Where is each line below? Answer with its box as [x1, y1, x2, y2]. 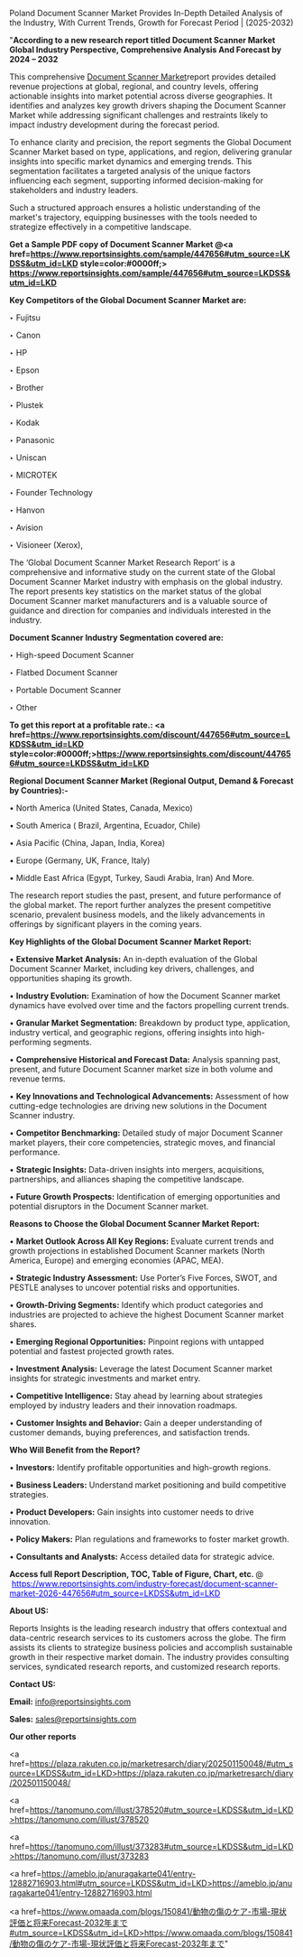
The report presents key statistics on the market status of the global [9, 586, 262, 597]
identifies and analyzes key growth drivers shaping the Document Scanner [9, 100, 287, 111]
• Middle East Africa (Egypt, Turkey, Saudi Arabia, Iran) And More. [9, 873, 255, 883]
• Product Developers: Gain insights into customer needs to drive [9, 1507, 254, 1517]
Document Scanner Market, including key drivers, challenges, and [9, 963, 255, 974]
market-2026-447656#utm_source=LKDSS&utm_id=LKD [9, 1588, 221, 1599]
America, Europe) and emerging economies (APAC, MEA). [9, 1255, 224, 1266]
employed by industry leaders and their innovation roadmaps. [9, 1400, 238, 1411]
